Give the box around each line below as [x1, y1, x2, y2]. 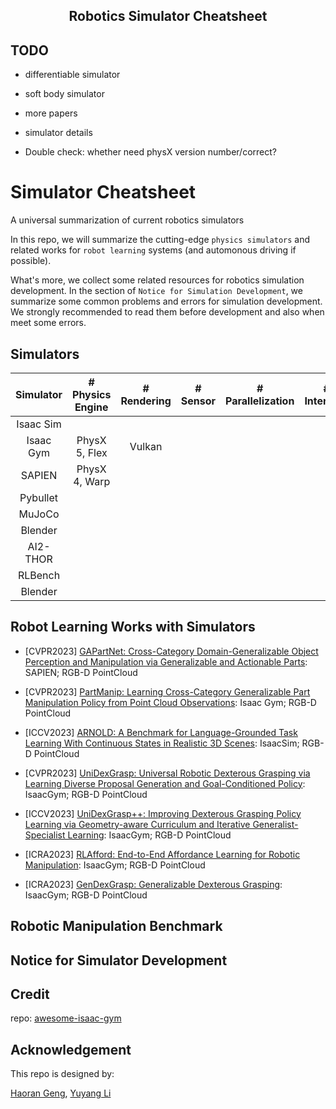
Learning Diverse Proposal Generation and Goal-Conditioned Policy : [24, 777, 306, 789]
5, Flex [75, 445, 108, 459]
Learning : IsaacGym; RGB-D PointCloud [67, 829, 232, 841]
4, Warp [73, 474, 111, 488]
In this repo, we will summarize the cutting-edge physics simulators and [10, 234, 311, 246]
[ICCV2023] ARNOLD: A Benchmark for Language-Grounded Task [24, 726, 298, 738]
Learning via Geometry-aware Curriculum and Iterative [24, 818, 251, 830]
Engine [74, 400, 109, 414]
